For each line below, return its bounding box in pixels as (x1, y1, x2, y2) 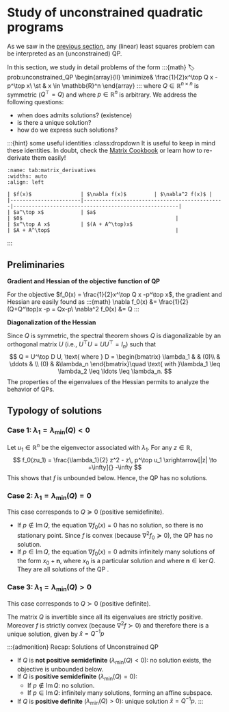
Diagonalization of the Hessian (7, 318, 96, 327)
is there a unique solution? (16, 119, 92, 127)
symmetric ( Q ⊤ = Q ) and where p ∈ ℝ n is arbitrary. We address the (7, 89, 197, 99)
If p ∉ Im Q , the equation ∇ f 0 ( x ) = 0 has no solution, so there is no (16, 521, 204, 531)
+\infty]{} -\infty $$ (87, 463, 142, 471)
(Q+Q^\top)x (7, 305, 42, 313)
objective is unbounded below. (16, 665, 104, 673)
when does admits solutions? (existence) (16, 111, 132, 119)
